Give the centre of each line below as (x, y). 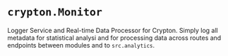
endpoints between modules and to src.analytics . (81, 45)
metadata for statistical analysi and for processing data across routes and (114, 38)
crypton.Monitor (55, 12)
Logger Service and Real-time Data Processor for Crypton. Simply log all (113, 30)
